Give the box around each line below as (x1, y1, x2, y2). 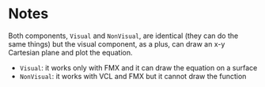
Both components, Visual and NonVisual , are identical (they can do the (8, 31, 239, 40)
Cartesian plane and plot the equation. (8, 47, 133, 57)
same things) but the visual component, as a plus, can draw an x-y (8, 39, 225, 48)
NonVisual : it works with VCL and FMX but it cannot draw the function (19, 71, 247, 81)
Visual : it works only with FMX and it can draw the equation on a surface (19, 62, 258, 72)
